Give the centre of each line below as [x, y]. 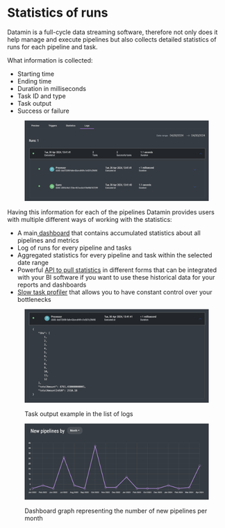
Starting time [35, 74]
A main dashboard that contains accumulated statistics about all [109, 233]
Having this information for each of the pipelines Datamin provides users [111, 212]
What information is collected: [50, 60]
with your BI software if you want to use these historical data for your [116, 278]
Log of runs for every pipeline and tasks [74, 248]
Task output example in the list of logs [79, 414]
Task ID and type [41, 96]
